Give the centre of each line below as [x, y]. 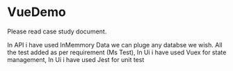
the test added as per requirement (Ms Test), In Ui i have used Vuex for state [117, 52]
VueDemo [37, 12]
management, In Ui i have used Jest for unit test [76, 59]
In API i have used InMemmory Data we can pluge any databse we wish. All [115, 45]
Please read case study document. [57, 31]
